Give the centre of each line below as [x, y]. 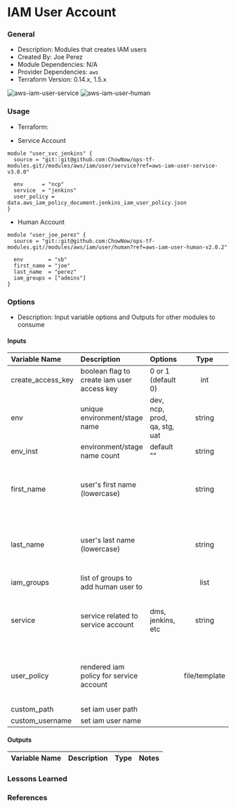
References [27, 798]
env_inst [25, 452]
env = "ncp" [39, 184]
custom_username [41, 721]
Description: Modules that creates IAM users [82, 49]
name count [100, 456]
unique [92, 409]
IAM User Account [62, 12]
